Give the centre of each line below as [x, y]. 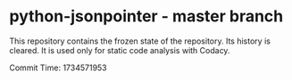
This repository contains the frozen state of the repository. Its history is [140, 41]
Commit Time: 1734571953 [58, 68]
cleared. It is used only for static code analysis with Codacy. [120, 50]
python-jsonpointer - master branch [146, 16]
